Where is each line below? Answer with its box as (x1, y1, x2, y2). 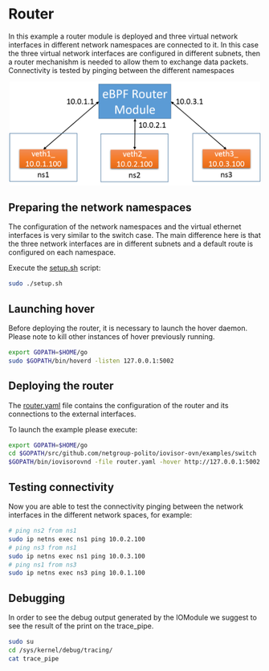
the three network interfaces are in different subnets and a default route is (8, 239, 254, 249)
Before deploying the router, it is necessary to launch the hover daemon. (8, 323, 247, 333)
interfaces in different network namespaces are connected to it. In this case (8, 39, 259, 49)
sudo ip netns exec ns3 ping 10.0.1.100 (8, 569, 146, 577)
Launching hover (8, 302, 95, 316)
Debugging (8, 591, 66, 605)
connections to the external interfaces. (8, 409, 137, 419)
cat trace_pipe (8, 654, 59, 663)
